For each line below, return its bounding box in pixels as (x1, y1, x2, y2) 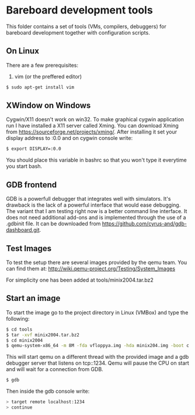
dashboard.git (6, 227, 40, 234)
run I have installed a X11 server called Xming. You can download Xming (6, 122, 179, 129)
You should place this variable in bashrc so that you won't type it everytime (6, 156, 187, 164)
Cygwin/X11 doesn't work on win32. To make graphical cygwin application (6, 116, 184, 123)
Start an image (6, 293, 61, 303)
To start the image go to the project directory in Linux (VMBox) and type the (6, 308, 189, 316)
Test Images (6, 243, 52, 253)
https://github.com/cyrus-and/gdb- (102, 220, 187, 227)
